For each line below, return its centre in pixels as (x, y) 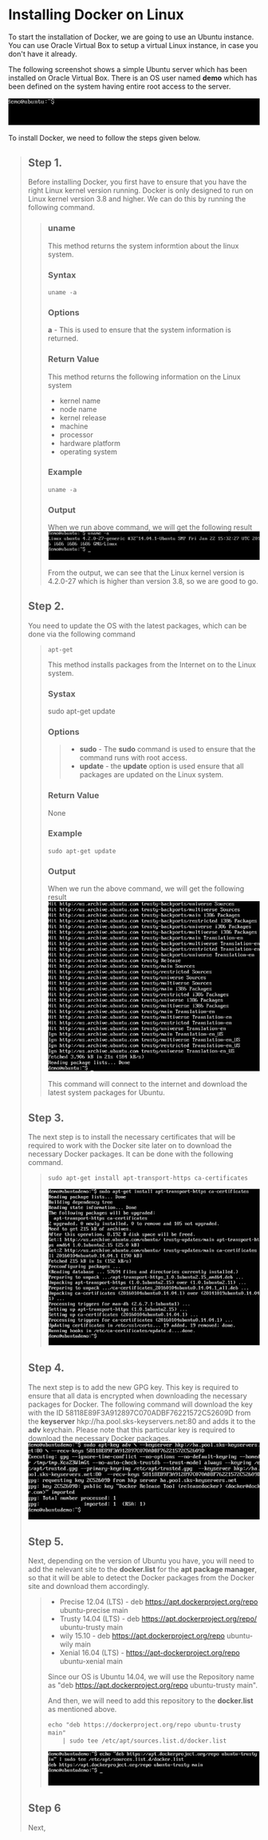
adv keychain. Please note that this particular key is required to (131, 1430)
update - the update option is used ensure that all (162, 766)
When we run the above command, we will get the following (146, 888)
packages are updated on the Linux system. (152, 775)
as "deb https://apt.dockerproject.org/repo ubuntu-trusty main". (152, 1686)
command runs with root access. (133, 758)
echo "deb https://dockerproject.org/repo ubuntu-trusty (144, 1725)
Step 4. (46, 1368)
